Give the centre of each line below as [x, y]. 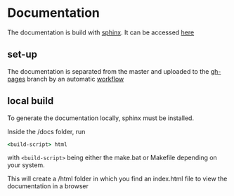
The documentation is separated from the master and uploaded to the [108, 71]
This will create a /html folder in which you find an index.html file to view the [117, 179]
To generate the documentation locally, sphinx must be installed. [101, 118]
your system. [26, 165]
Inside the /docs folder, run [46, 131]
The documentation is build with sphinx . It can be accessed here [101, 32]
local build [31, 101]
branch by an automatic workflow [76, 79]
